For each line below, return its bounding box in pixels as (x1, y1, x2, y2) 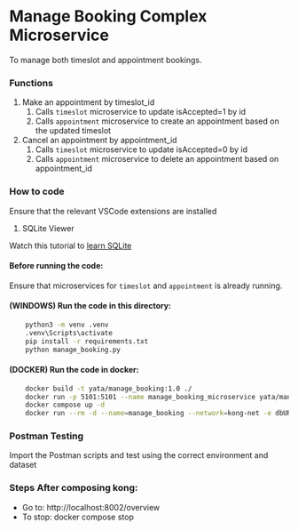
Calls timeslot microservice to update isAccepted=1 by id (35, 107, 247, 117)
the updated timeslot (35, 125, 112, 136)
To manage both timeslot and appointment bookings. (9, 54, 202, 65)
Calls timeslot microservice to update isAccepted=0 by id (35, 144, 248, 155)
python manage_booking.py (25, 345, 122, 354)
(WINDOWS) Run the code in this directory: (9, 301, 171, 311)
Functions (9, 76, 53, 89)
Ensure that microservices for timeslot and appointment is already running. (9, 280, 283, 291)
